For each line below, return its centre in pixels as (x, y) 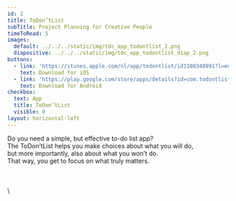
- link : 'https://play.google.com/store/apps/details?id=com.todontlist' (124, 79)
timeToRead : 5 (28, 33)
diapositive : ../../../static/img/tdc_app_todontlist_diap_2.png (111, 53)
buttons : (20, 60)
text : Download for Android (61, 86)
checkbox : (22, 92)
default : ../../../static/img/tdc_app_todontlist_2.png (97, 46)
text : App (28, 99)
